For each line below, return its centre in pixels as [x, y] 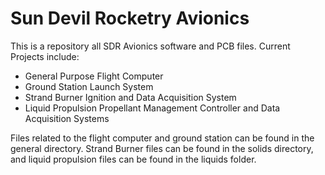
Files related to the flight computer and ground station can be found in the [162, 138]
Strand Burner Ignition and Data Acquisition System [130, 97]
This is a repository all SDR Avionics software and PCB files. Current [150, 46]
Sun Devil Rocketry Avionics [130, 18]
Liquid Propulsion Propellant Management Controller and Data [152, 108]
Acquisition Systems [67, 118]
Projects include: [45, 56]
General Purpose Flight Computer [94, 76]
